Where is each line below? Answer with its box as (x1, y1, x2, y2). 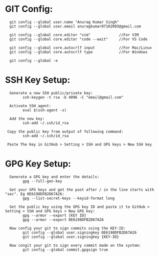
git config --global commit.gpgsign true (23, 247, 109, 252)
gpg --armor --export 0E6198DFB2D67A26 (23, 217, 104, 222)
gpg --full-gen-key (23, 179, 63, 184)
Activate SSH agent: (9, 103, 51, 108)
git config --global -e (9, 58, 58, 63)
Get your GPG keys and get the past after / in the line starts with (9, 187, 154, 192)
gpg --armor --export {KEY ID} (23, 213, 87, 218)
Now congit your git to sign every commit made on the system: (9, 243, 141, 248)
